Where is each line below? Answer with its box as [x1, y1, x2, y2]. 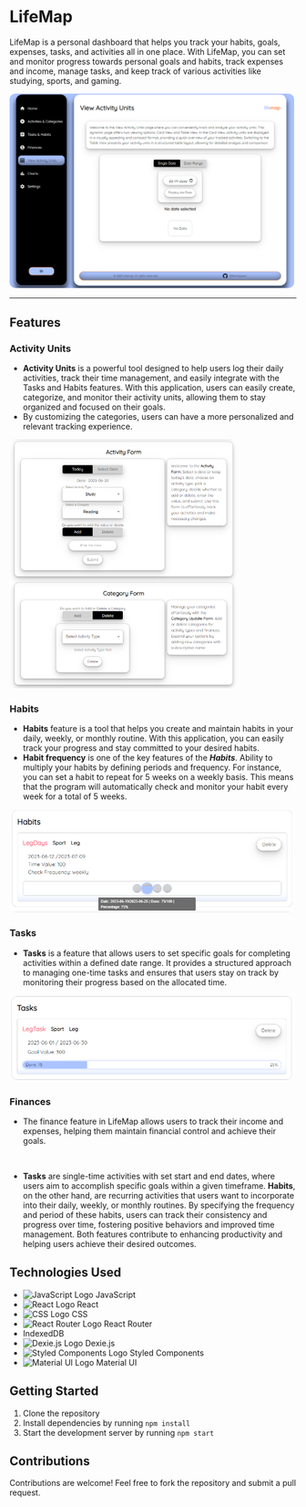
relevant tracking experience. [22, 421, 133, 431]
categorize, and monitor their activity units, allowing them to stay [22, 391, 266, 402]
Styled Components [129, 1347, 205, 1358]
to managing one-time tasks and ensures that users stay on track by [22, 967, 280, 978]
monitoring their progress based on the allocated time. [22, 976, 228, 987]
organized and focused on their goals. [22, 401, 166, 412]
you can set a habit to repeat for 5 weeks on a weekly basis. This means [22, 772, 294, 783]
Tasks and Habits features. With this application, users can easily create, [22, 381, 296, 393]
